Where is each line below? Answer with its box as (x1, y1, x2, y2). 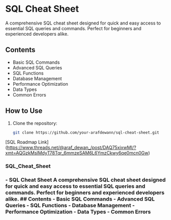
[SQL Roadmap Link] (5, 139, 49, 145)
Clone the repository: (12, 120, 58, 126)
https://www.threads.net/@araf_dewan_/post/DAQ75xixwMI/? (7, 144, 136, 151)
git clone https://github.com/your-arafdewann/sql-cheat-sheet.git (12, 130, 159, 135)
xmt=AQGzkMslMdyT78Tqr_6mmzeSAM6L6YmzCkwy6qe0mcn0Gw (5, 150, 149, 156)
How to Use (5, 107, 43, 115)
